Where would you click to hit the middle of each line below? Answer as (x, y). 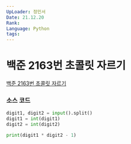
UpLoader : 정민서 (26, 12)
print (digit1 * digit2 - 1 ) (41, 135)
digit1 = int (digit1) (33, 119)
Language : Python (28, 28)
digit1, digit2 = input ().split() (50, 113)
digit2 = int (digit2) (33, 124)
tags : (13, 34)
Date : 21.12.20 (25, 17)
